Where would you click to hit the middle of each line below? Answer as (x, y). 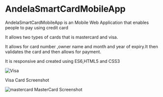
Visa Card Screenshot (27, 80)
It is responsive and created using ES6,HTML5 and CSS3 (63, 61)
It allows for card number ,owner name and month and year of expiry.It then (81, 46)
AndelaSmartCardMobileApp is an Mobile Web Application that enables (77, 22)
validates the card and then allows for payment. (53, 52)
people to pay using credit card (37, 27)
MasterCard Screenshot (58, 89)
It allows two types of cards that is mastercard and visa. (62, 37)
